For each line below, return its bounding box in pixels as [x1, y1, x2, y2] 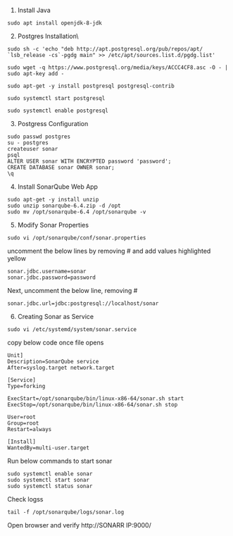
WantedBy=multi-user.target [7, 444, 90, 451]
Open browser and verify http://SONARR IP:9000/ [7, 521, 151, 529]
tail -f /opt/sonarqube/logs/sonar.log [7, 509, 125, 516]
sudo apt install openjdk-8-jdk [7, 20, 102, 27]
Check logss [7, 495, 44, 503]
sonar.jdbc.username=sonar [7, 268, 87, 275]
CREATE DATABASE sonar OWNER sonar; [7, 164, 115, 171]
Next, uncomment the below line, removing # [7, 287, 138, 294]
